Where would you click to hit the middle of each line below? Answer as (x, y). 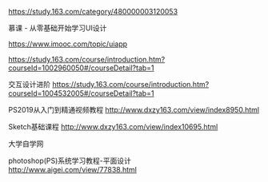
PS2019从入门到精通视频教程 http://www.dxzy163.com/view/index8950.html (134, 110)
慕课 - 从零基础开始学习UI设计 (58, 28)
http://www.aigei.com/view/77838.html (73, 170)
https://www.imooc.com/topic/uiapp (68, 44)
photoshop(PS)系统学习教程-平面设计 (70, 160)
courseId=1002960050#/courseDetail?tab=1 (81, 68)
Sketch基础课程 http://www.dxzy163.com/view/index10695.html (113, 127)
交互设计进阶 (29, 84)
